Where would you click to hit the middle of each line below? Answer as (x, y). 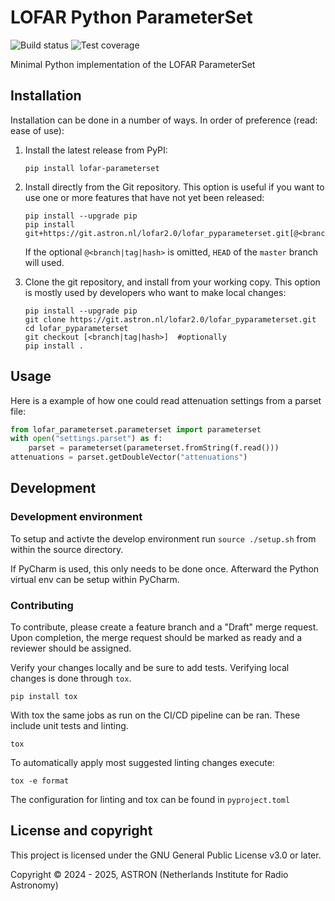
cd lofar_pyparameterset (76, 328)
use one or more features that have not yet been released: (144, 197)
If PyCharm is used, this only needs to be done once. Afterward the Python (165, 568)
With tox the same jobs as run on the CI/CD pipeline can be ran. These (155, 715)
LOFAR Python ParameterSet (131, 17)
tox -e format (40, 781)
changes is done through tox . (71, 678)
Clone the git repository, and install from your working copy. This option (172, 282)
